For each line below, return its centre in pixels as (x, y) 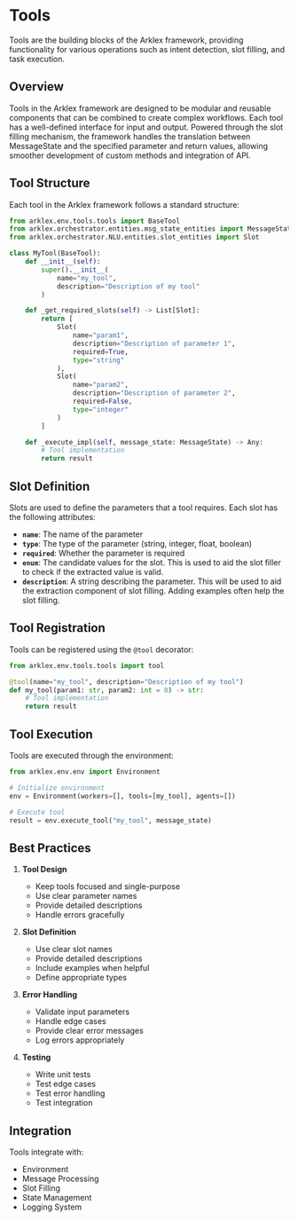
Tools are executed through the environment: (92, 756)
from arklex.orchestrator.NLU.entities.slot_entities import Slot (134, 237)
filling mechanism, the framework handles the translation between (130, 136)
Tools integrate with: (47, 1152)
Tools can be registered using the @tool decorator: (102, 650)
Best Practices (50, 848)
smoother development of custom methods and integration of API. (130, 155)
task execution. (37, 59)
